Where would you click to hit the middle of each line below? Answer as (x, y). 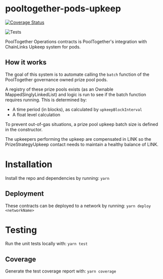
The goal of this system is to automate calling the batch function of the (77, 74)
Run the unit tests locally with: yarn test (46, 244)
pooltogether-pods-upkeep (63, 9)
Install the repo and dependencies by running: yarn (57, 178)
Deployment (25, 194)
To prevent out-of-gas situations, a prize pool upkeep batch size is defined (81, 124)
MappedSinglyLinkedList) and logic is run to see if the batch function (76, 94)
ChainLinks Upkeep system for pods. (43, 47)
